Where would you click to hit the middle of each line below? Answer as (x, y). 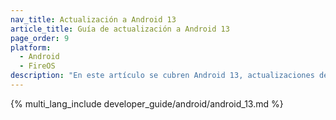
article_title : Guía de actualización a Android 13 (120, 29)
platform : (31, 47)
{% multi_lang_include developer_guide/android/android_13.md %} (147, 103)
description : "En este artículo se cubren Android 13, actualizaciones (162, 76)
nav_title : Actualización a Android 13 (93, 19)
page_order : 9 (40, 38)
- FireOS (37, 66)
